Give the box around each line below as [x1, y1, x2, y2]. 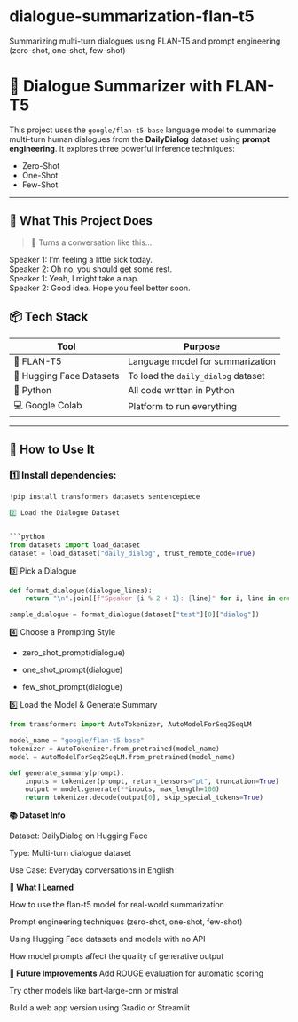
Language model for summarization [128, 355, 277, 368]
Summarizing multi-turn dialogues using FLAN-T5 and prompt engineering [9, 36, 281, 46]
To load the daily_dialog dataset [128, 369, 265, 382]
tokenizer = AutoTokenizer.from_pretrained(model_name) [9, 744, 220, 753]
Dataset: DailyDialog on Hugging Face [9, 830, 148, 841]
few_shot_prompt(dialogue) [21, 682, 122, 693]
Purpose [183, 340, 221, 353]
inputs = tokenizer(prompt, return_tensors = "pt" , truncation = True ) [25, 777, 279, 786]
